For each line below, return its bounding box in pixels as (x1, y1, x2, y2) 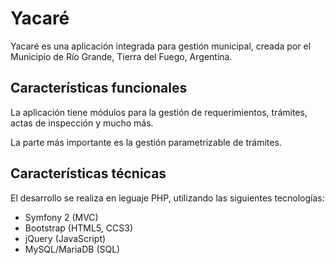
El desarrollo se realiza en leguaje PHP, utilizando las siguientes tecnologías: (10, 192, 325, 204)
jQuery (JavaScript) (24, 232, 107, 244)
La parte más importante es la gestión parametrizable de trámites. (10, 136, 282, 148)
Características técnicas (10, 165, 167, 182)
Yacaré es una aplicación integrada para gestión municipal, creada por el (10, 40, 312, 52)
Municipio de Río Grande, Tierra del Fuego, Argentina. (10, 50, 233, 62)
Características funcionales (10, 80, 188, 97)
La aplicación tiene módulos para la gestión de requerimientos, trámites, (10, 106, 308, 118)
